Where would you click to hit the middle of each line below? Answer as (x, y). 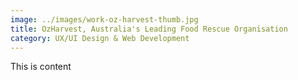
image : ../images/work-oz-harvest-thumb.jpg (104, 19)
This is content (41, 67)
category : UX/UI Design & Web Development (100, 38)
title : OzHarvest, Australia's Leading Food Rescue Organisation (149, 29)
